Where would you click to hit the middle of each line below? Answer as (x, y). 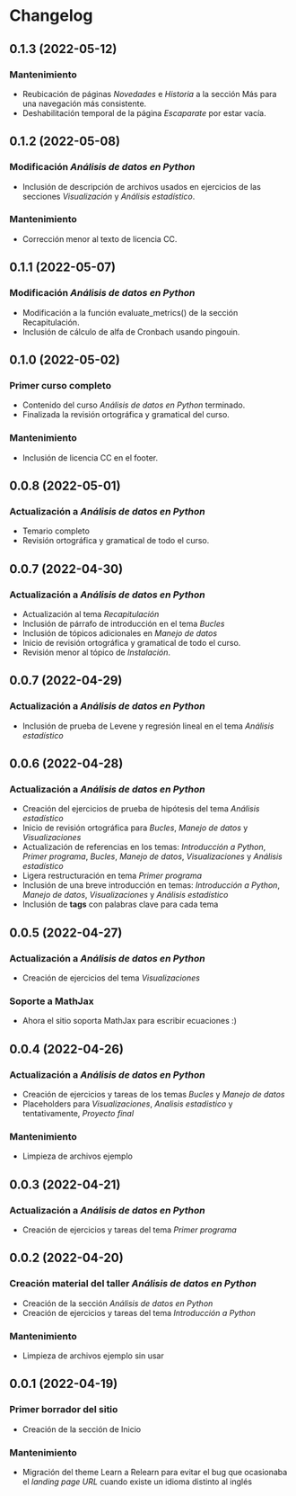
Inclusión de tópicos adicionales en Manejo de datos (120, 633)
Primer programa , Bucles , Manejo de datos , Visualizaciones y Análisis (152, 856)
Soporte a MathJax (52, 1001)
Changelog (51, 16)
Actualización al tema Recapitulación (91, 614)
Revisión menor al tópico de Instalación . (96, 652)
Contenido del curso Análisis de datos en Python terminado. (134, 405)
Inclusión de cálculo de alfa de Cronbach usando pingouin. (131, 331)
